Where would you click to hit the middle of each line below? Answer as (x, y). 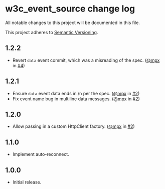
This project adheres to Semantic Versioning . (52, 32)
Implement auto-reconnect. (41, 154)
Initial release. (27, 182)
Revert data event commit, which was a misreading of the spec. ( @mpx (86, 60)
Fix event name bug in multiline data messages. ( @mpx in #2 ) (76, 99)
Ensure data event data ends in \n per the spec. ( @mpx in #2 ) (76, 93)
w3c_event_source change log (70, 9)
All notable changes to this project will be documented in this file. (73, 23)
